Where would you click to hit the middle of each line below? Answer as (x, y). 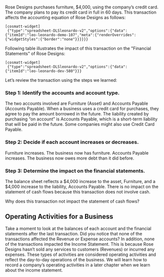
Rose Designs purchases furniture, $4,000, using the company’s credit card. (82, 7)
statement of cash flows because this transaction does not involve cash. (78, 192)
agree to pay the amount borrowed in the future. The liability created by (77, 114)
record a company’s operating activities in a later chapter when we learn (78, 265)
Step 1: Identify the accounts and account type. (62, 92)
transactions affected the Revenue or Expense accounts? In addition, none (80, 239)
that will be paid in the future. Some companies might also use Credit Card (80, 124)
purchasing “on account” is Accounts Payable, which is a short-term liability (81, 119)
